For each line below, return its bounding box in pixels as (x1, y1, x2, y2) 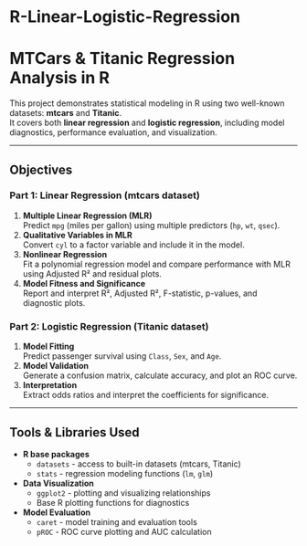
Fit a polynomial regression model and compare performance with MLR (22, 258, 291, 269)
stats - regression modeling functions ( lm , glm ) (36, 467, 214, 478)
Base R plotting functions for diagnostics (36, 497, 190, 508)
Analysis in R (9, 68, 110, 89)
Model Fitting (22, 341, 75, 352)
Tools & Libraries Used (9, 425, 140, 440)
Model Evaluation (22, 507, 91, 518)
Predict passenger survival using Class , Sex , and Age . (22, 351, 222, 362)
